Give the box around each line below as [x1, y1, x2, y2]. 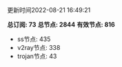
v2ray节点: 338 [17, 44, 61, 51]
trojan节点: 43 [17, 52, 57, 60]
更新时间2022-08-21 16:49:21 [7, 6, 91, 14]
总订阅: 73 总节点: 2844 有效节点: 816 [7, 21, 115, 29]
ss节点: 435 [17, 35, 51, 43]
